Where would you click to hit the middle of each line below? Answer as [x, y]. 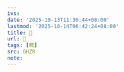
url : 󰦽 [17, 39]
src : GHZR [21, 52]
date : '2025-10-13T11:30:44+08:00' [59, 20]
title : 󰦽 [20, 33]
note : [15, 58]
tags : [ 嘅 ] [23, 45]
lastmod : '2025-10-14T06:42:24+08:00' [63, 26]
